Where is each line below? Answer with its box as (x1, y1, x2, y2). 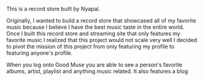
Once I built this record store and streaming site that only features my (6, 30, 181, 37)
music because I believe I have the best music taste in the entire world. (6, 24, 185, 30)
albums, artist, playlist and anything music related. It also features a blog (6, 68, 188, 75)
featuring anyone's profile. (6, 49, 73, 57)
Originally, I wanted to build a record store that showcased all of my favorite (6, 17, 196, 24)
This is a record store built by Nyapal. (6, 5, 101, 12)
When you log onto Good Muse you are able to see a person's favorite (6, 61, 183, 68)
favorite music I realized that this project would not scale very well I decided (6, 37, 198, 43)
